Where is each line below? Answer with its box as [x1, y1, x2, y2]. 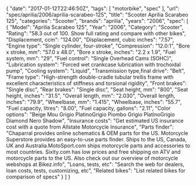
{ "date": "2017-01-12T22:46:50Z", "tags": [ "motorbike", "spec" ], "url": [6, 5, 180, 12]
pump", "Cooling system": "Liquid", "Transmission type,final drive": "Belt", [6, 67, 185, 74]
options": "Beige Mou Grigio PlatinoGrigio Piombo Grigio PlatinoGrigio [6, 111, 175, 118]
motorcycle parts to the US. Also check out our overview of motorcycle [6, 155, 178, 161]
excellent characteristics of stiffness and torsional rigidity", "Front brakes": [6, 80, 187, 87]
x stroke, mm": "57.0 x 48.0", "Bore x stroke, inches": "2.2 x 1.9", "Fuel [6, 49, 176, 55]
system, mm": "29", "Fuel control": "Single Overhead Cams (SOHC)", [6, 55, 172, 62]
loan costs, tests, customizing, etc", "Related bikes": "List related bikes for [6, 167, 186, 174]
